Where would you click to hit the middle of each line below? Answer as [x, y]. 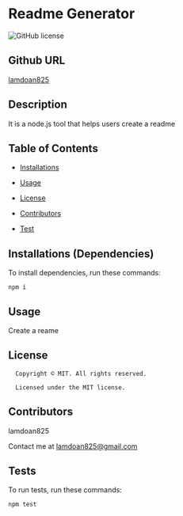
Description [38, 105]
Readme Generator [72, 14]
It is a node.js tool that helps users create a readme [92, 123]
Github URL [37, 61]
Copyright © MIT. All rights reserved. [81, 374]
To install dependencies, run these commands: [84, 273]
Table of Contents [53, 148]
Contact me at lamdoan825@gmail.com [73, 446]
